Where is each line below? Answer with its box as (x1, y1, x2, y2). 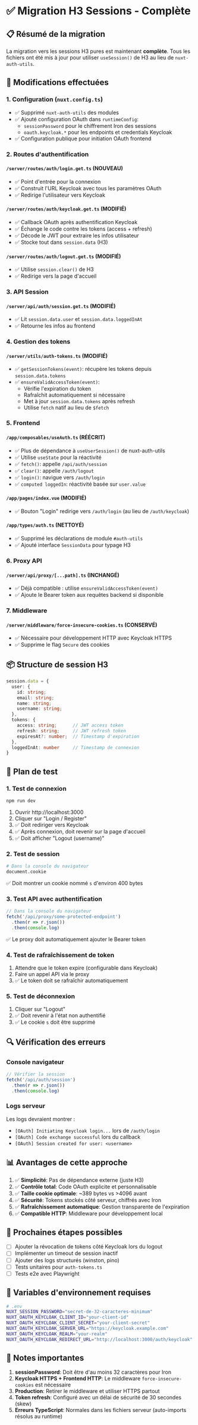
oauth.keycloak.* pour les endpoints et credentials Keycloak (23, 128, 172, 136)
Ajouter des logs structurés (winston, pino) (14, 1256, 120, 1264)
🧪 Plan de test (6, 766, 58, 776)
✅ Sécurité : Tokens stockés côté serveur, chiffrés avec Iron (14, 1196, 162, 1203)
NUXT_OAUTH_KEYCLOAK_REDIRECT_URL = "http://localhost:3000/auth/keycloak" (6, 1336, 193, 1342)
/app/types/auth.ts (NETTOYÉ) (6, 521, 84, 529)
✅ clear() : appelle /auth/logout (14, 467, 94, 474)
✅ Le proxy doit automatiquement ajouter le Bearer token (6, 935, 146, 943)
